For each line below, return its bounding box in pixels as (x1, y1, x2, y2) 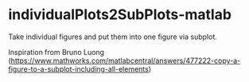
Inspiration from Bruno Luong (8, 47, 105, 57)
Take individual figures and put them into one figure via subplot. (8, 32, 217, 41)
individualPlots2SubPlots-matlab (8, 6, 232, 24)
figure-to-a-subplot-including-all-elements (8, 64, 149, 73)
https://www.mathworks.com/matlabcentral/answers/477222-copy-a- (10, 56, 241, 65)
